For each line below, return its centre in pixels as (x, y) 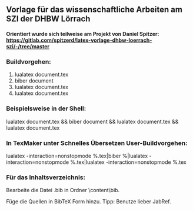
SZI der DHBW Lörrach (48, 19)
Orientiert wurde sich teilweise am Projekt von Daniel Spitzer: (83, 34)
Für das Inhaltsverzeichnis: (46, 177)
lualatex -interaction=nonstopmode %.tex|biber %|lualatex (77, 156)
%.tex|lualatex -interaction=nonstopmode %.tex (128, 162)
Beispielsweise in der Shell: (46, 108)
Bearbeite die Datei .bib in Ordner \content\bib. (63, 190)
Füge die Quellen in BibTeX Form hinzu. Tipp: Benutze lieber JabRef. (89, 202)
